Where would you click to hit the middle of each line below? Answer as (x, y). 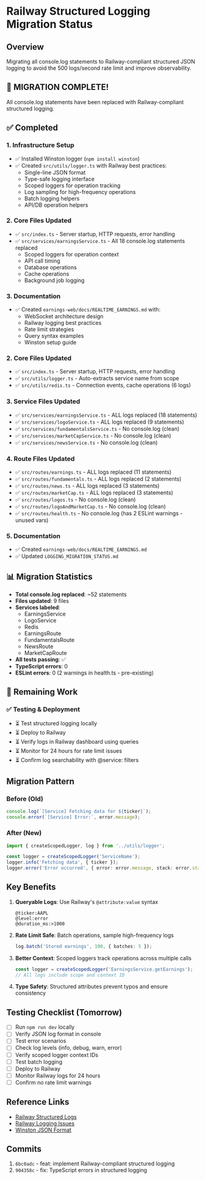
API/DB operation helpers (56, 205)
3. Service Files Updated (43, 401)
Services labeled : (38, 608)
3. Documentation (34, 296)
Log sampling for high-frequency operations (80, 192)
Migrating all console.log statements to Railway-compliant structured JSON (101, 62)
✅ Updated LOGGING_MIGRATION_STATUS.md (67, 556)
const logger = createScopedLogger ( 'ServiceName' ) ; (73, 857)
